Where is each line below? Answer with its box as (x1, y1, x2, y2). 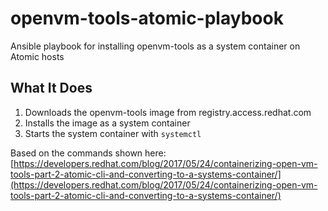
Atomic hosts (10, 50, 65, 62)
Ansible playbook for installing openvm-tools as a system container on (10, 40, 301, 52)
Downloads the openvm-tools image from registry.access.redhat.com (24, 106, 312, 118)
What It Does (10, 80, 93, 97)
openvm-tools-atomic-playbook (10, 7, 284, 30)
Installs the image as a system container (24, 117, 191, 129)
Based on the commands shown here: (10, 147, 167, 159)
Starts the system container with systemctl (24, 127, 202, 139)
